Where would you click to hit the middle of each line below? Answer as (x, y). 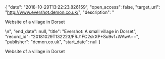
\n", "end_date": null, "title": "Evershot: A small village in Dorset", (71, 31)
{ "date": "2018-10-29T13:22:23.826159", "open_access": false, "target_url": (82, 7)
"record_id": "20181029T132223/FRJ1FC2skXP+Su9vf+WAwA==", (72, 37)
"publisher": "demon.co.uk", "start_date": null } (53, 42)
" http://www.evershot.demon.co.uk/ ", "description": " (60, 12)
